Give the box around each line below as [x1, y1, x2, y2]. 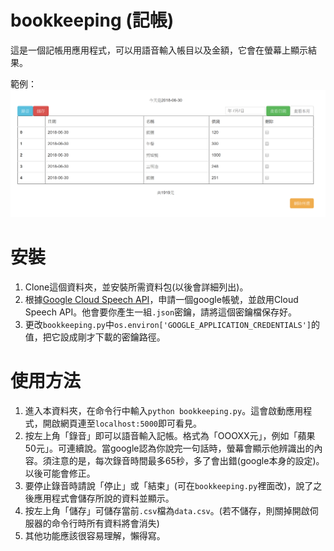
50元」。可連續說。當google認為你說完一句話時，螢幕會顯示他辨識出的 [24, 442, 315, 455]
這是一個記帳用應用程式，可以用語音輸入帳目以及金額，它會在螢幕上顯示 [10, 44, 308, 56]
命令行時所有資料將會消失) [51, 517, 160, 530]
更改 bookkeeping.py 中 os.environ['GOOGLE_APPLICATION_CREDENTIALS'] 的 [24, 319, 321, 331]
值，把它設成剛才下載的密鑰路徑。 [24, 331, 166, 343]
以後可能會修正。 [24, 467, 96, 480]
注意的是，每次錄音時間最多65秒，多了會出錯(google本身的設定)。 [51, 455, 325, 467]
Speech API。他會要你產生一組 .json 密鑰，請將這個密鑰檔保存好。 [24, 306, 298, 318]
